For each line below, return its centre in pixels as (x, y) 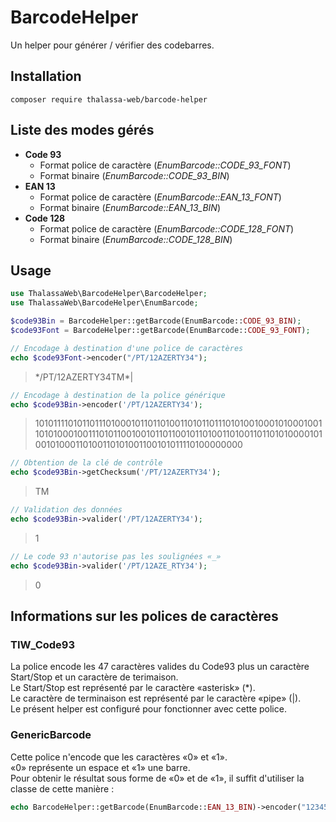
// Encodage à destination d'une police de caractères (127, 348)
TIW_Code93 (43, 644)
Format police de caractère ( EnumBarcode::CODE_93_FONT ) (165, 165)
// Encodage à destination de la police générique (118, 395)
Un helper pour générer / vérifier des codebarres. (112, 45)
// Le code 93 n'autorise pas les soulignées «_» (116, 556)
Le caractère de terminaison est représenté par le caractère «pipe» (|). (156, 698)
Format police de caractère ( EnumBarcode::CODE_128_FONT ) (167, 228)
